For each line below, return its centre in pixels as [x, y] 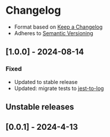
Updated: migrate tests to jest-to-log [59, 88]
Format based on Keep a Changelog [58, 27]
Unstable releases [40, 107]
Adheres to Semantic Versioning [54, 33]
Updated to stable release [46, 82]
